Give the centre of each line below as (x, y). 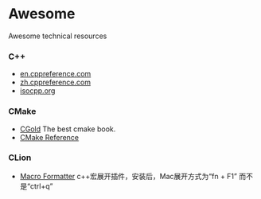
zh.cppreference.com (55, 82)
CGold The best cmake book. (68, 129)
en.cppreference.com (55, 74)
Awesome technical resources (58, 36)
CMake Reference (49, 137)
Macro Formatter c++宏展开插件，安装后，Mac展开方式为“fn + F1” (128, 176)
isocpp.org (37, 91)
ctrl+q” (41, 186)
